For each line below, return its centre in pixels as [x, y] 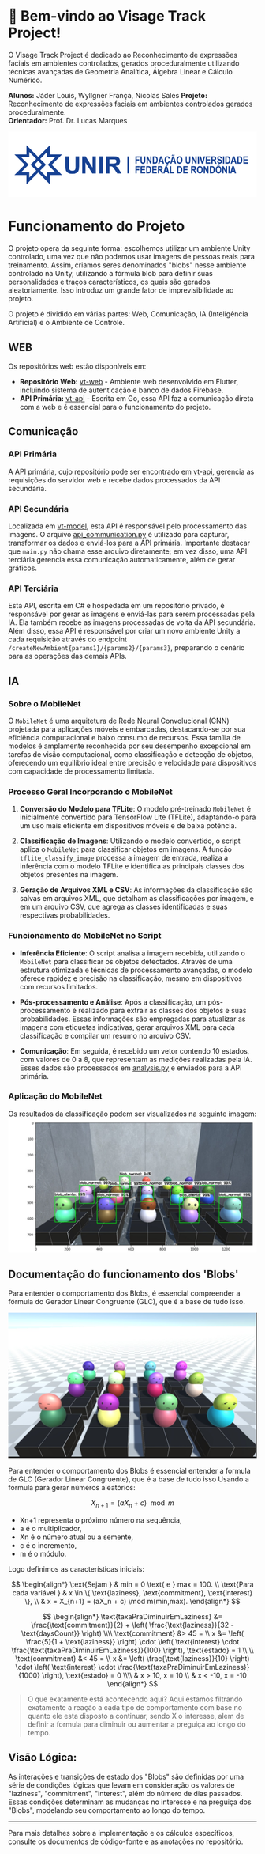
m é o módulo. [43, 1553]
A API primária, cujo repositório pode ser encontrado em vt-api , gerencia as [131, 471]
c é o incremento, [48, 1545]
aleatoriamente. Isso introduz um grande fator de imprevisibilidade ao [121, 290]
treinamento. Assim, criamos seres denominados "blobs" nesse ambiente [127, 265]
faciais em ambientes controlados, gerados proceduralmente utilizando [124, 63]
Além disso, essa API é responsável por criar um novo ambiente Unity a [124, 631]
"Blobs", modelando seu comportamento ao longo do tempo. [107, 1810]
